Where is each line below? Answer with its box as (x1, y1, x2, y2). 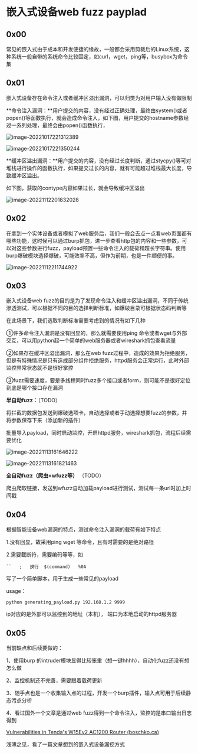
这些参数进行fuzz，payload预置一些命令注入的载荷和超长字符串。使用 (16, 245, 186, 252)
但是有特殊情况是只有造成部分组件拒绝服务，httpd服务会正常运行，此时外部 (6, 357, 190, 364)
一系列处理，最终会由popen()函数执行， (11, 122, 108, 129)
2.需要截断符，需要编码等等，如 (6, 551, 84, 558)
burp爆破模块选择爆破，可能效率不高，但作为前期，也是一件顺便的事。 (6, 252, 178, 259)
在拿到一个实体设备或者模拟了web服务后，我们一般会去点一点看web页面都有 (6, 230, 192, 237)
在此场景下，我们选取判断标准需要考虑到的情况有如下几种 (6, 317, 146, 324)
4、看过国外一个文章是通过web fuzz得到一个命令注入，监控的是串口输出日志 (6, 709, 192, 716)
